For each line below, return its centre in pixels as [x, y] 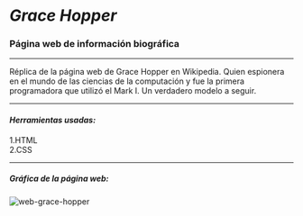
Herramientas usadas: [53, 120]
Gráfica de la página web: [59, 179]
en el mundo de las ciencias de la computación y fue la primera [127, 81]
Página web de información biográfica [95, 44]
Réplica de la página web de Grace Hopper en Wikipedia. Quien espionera [147, 72]
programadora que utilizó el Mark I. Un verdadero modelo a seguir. [133, 91]
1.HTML [23, 139]
